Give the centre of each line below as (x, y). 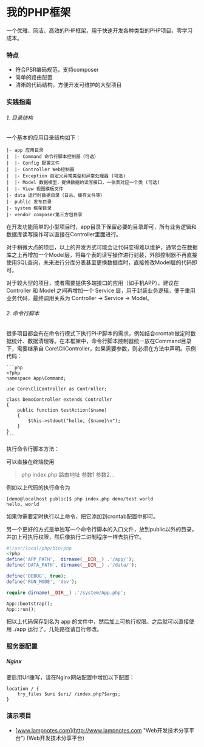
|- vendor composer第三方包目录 (45, 215)
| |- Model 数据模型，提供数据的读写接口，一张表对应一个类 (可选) (83, 183)
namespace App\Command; (36, 378)
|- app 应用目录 (25, 150)
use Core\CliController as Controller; (57, 389)
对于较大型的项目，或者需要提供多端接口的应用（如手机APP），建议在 (93, 283)
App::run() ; (21, 609)
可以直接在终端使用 (30, 462)
